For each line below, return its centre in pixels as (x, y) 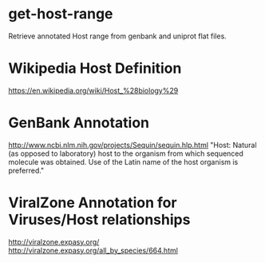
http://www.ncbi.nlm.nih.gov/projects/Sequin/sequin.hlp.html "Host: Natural (132, 145)
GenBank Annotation (79, 123)
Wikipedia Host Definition (95, 68)
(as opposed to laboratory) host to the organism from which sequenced (126, 153)
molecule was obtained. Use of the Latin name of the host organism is (123, 161)
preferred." (26, 170)
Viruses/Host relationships (99, 220)
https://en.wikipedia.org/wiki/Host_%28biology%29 (93, 90)
